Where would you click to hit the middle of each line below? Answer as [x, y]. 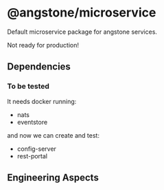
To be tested [28, 86]
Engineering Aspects [53, 178]
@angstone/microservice [82, 13]
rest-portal [32, 156]
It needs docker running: [42, 101]
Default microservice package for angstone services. [82, 32]
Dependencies [39, 67]
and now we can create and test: [53, 135]
